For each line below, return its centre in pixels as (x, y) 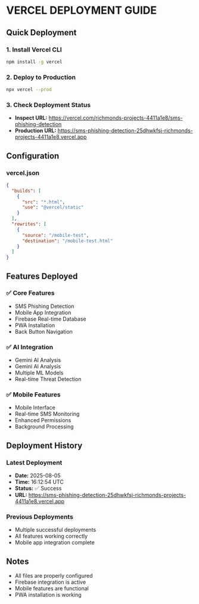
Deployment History (44, 445)
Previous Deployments (40, 517)
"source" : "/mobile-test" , (55, 235)
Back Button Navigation (44, 331)
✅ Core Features (30, 293)
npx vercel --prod (29, 90)
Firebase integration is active (50, 582)
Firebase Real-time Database (50, 319)
